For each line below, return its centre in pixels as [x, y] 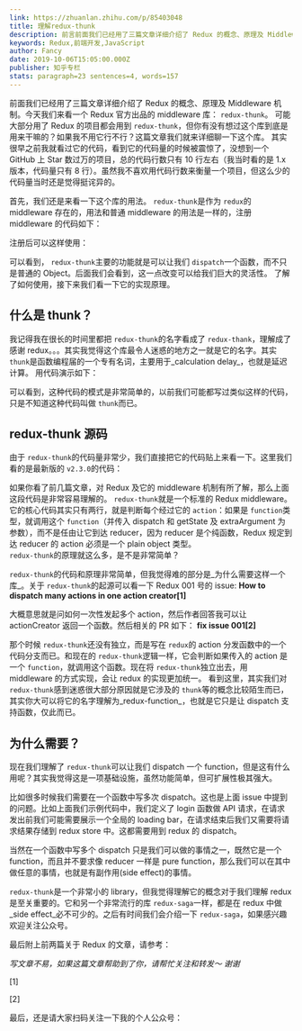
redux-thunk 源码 [58, 434]
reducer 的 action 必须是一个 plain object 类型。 [108, 544]
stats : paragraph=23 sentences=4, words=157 [94, 77]
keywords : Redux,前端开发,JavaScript [77, 43]
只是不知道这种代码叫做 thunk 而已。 [75, 402]
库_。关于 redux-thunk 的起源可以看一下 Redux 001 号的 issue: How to [138, 585]
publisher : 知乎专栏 [45, 68]
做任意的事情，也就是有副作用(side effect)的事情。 [102, 873]
